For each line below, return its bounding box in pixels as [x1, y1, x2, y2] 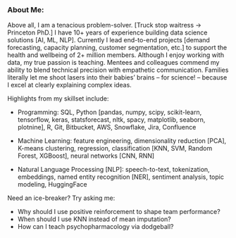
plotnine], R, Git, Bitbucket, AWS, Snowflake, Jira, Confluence [17, 123, 197, 132]
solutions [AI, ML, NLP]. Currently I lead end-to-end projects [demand [7, 36, 210, 44]
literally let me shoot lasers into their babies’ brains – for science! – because [7, 73, 228, 82]
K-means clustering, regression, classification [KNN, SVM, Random [17, 144, 213, 153]
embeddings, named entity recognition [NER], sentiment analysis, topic [17, 173, 224, 181]
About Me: [7, 5, 44, 15]
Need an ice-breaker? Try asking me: [7, 194, 116, 202]
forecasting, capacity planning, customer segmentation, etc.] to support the [7, 44, 228, 52]
